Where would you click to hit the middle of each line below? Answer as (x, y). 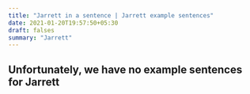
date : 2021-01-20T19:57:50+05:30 (63, 23)
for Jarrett (34, 82)
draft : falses (32, 30)
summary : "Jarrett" (40, 38)
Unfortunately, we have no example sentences (125, 69)
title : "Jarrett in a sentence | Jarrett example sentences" (111, 15)
